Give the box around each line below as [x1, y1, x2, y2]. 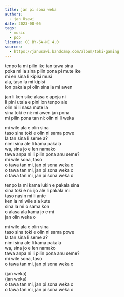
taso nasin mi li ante [5, 193, 46, 199]
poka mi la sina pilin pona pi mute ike [5, 68, 81, 74]
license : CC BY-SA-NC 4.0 [5, 40, 59, 45]
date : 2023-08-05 [5, 21, 41, 26]
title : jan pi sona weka [5, 7, 57, 12]
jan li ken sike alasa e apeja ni [5, 93, 66, 100]
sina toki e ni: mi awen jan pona [5, 109, 70, 115]
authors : [5, 12, 23, 17]
